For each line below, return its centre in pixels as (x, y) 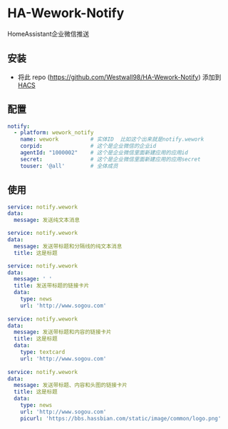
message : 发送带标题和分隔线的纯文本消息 (68, 246)
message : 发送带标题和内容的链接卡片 (63, 332)
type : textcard (43, 352)
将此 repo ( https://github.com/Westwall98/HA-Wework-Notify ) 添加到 (119, 77)
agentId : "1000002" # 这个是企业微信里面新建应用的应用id (104, 153)
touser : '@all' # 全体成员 (69, 166)
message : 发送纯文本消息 (47, 220)
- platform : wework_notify (54, 133)
